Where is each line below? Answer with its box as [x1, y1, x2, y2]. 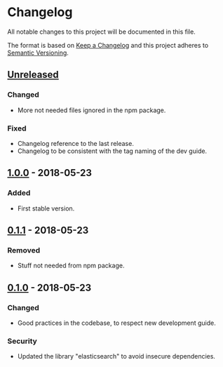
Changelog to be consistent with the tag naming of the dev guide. [17, 147, 208, 155]
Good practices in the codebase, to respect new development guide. [17, 319, 216, 327]
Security [7, 336, 37, 346]
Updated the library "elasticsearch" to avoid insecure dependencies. [17, 352, 216, 361]
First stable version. [17, 204, 75, 213]
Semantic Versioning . [7, 48, 69, 57]
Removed [7, 245, 41, 255]
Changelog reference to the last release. [17, 139, 135, 147]
